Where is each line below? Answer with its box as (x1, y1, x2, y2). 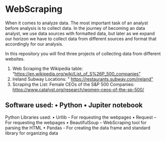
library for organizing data (5, 130, 58, 136)
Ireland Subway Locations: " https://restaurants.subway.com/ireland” (12, 76, 154, 82)
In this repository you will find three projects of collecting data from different (5, 51, 161, 57)
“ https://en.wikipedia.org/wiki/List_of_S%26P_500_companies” (12, 70, 141, 76)
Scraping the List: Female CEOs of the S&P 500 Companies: (12, 81, 135, 87)
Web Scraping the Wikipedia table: (12, 66, 83, 71)
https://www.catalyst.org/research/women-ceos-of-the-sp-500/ (12, 86, 145, 92)
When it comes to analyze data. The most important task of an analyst (5, 20, 148, 26)
